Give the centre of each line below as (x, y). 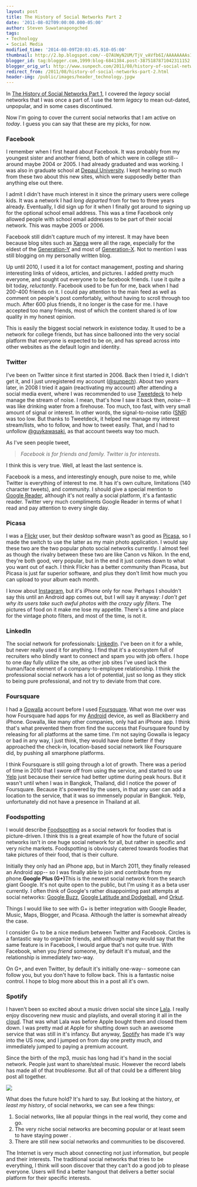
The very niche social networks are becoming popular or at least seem (100, 1129)
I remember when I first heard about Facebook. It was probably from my (93, 152)
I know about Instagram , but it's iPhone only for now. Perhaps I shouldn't (94, 591)
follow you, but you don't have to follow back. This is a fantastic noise (90, 974)
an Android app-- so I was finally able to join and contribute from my (89, 872)
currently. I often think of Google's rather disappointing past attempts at (93, 891)
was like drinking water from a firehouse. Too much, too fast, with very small (98, 406)
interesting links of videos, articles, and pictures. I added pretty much (90, 273)
